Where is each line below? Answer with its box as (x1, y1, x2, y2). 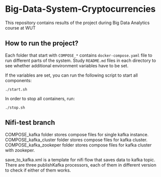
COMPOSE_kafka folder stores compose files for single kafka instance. (5, 131, 149, 137)
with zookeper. (5, 147, 35, 153)
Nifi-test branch (5, 118, 55, 127)
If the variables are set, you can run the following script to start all (5, 72, 138, 78)
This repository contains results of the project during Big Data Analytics (5, 20, 150, 26)
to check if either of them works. (5, 167, 71, 173)
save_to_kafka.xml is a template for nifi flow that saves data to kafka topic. (5, 156, 156, 163)
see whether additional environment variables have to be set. (5, 62, 129, 68)
